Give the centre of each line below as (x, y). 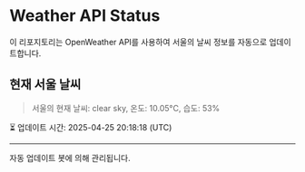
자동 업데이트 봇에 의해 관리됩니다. (70, 158)
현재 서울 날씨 (45, 85)
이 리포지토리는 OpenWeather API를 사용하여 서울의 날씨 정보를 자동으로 (138, 42)
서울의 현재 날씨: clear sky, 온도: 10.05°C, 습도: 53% (126, 108)
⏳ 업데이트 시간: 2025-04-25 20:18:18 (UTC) (91, 127)
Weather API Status (85, 16)
